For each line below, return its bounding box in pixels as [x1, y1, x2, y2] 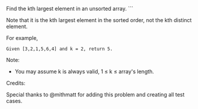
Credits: [6, 80, 26, 86]
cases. [6, 98, 23, 104]
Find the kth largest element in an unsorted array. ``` [6, 5, 134, 12]
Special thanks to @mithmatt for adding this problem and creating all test [6, 91, 185, 98]
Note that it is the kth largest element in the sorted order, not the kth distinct [6, 17, 192, 23]
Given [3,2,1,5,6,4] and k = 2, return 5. [6, 46, 113, 52]
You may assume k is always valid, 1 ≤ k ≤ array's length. [14, 68, 155, 75]
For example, [6, 35, 39, 41]
